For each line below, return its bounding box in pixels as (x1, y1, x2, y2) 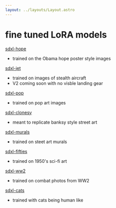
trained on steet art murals (12, 139, 67, 145)
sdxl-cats (5, 187, 25, 193)
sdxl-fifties (5, 148, 27, 154)
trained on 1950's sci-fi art (12, 158, 67, 164)
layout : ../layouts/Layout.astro (5, 7, 75, 13)
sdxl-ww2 (5, 168, 26, 174)
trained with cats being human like (12, 197, 83, 203)
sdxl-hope (5, 46, 26, 52)
